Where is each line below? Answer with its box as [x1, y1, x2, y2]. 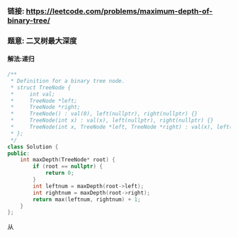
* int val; [10, 91, 55, 98]
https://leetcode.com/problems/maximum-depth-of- [25, 6, 213, 16]
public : [7, 150, 30, 157]
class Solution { [7, 143, 59, 150]
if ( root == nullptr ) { [33, 163, 103, 170]
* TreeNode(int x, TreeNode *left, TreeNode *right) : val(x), [10, 124, 214, 131]
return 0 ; [45, 170, 74, 177]
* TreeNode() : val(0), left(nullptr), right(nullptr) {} [10, 110, 198, 117]
